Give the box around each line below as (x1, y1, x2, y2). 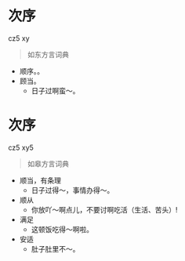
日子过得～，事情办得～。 (31, 185, 114, 194)
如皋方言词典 (27, 158, 69, 169)
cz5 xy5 (8, 143, 34, 152)
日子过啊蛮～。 (31, 85, 80, 95)
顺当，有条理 (19, 176, 61, 185)
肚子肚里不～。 (31, 244, 80, 253)
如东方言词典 (27, 49, 69, 59)
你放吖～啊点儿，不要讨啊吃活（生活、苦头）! (31, 205, 178, 214)
